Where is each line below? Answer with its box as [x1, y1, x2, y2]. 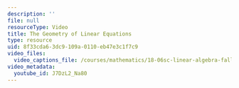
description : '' [7, 10, 55, 18]
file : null [7, 17, 40, 24]
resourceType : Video [7, 23, 69, 31]
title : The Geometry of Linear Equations [7, 30, 132, 38]
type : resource [7, 37, 53, 44]
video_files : [7, 50, 46, 57]
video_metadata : [7, 63, 55, 70]
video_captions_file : [14, 57, 78, 64]
